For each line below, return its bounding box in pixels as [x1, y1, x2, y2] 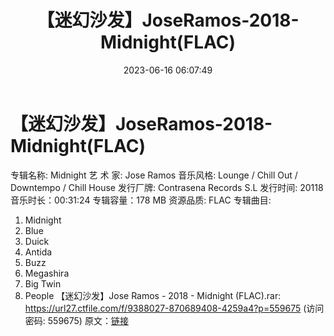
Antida [24, 246, 53, 258]
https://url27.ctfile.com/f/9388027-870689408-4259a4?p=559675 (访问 [24, 302, 325, 314]
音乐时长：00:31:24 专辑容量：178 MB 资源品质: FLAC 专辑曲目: [10, 194, 272, 206]
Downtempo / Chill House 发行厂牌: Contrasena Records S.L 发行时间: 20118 [10, 181, 324, 193]
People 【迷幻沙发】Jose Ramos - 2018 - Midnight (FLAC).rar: [24, 289, 282, 301]
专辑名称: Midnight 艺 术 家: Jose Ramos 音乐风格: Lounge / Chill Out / [10, 169, 298, 181]
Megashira [24, 267, 70, 279]
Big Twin [24, 277, 62, 290]
